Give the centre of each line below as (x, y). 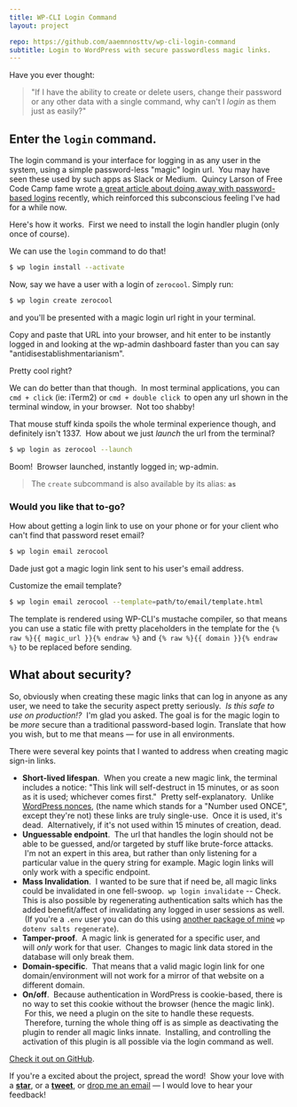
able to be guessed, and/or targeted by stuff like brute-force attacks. (148, 844)
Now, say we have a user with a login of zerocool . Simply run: (121, 284)
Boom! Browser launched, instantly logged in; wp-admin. (114, 466)
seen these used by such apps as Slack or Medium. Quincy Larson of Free (146, 179)
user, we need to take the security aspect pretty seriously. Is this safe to (142, 706)
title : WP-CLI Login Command (63, 17)
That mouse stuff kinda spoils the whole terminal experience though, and (143, 424)
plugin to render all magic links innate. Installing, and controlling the (146, 1032)
